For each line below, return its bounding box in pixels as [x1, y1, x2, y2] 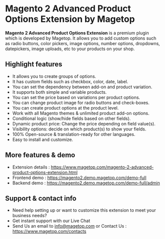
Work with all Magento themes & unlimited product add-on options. [12, 110, 150, 116]
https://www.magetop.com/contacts [12, 229, 87, 235]
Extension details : [12, 164, 50, 170]
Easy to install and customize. [12, 136, 73, 142]
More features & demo [5, 151, 75, 159]
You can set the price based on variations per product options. [12, 94, 140, 100]
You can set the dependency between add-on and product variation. [12, 84, 153, 90]
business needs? [12, 213, 47, 219]
